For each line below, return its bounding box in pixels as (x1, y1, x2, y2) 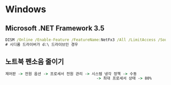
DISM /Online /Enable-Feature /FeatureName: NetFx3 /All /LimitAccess (5, 37, 156, 42)
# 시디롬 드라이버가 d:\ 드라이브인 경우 (5, 42, 78, 47)
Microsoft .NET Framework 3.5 (5, 24, 105, 33)
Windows (5, 4, 46, 15)
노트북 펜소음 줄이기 (5, 58, 64, 66)
